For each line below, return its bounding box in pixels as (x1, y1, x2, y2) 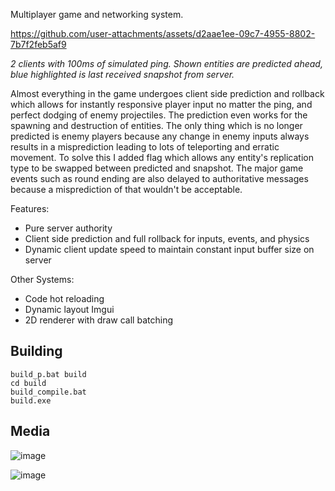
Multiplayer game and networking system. (10, 9, 184, 20)
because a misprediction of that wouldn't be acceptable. (10, 184, 243, 195)
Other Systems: (10, 274, 75, 285)
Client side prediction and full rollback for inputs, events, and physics (24, 233, 310, 244)
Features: (10, 203, 50, 214)
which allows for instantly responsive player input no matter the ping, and (10, 99, 313, 110)
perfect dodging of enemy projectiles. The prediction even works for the (10, 109, 308, 121)
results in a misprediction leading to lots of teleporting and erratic (10, 141, 280, 153)
